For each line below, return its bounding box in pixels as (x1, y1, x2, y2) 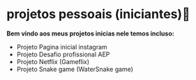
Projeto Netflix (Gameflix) (16, 57, 90, 65)
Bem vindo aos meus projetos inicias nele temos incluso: (6, 29, 175, 38)
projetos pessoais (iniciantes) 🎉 (6, 6, 190, 22)
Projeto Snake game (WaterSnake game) (16, 65, 134, 73)
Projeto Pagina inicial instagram (16, 42, 107, 51)
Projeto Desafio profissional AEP (16, 50, 110, 58)
